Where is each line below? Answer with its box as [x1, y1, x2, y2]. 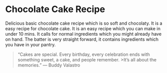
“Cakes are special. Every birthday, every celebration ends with [17, 51, 150, 57]
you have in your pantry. [5, 41, 56, 47]
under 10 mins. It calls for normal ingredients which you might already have [5, 31, 162, 37]
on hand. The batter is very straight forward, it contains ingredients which [5, 36, 159, 42]
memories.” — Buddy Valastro [17, 62, 80, 68]
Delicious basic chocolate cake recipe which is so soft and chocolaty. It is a [5, 20, 163, 26]
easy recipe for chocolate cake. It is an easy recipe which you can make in [5, 25, 161, 31]
